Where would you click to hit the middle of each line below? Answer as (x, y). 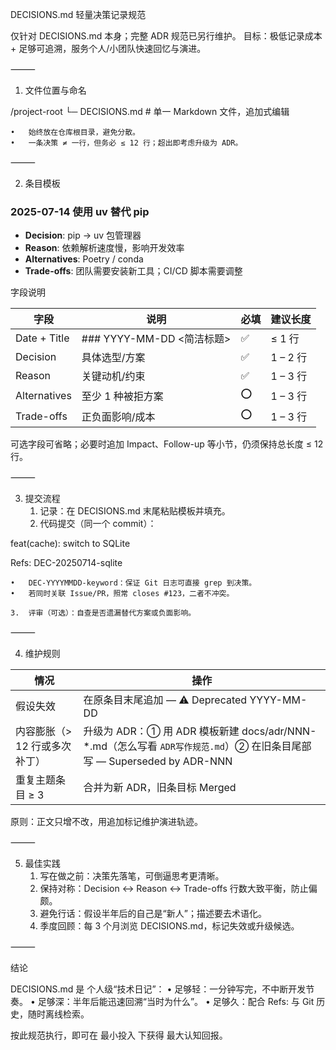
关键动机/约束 (113, 376)
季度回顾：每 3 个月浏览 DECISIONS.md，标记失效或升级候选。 (169, 926)
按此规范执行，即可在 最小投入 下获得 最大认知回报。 (119, 1035)
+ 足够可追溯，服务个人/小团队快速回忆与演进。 (108, 48)
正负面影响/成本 (118, 416)
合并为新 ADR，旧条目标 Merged (160, 788)
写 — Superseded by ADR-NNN (158, 761)
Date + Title (42, 338)
